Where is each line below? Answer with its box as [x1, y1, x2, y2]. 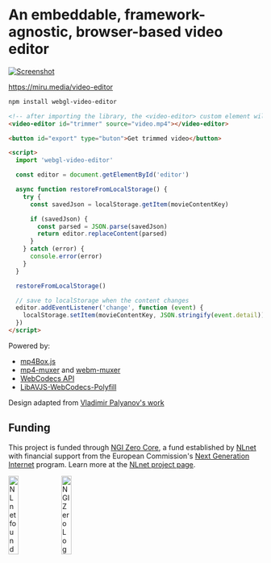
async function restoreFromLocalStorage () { [15, 185, 168, 194]
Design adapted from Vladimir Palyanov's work [8, 397, 165, 408]
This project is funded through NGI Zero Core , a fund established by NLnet [8, 442, 256, 452]
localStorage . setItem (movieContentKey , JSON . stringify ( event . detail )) [23, 312, 265, 320]
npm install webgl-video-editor [8, 97, 117, 106]
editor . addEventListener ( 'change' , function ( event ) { [15, 304, 204, 312]
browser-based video [75, 23, 223, 41]
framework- [124, 6, 206, 24]
